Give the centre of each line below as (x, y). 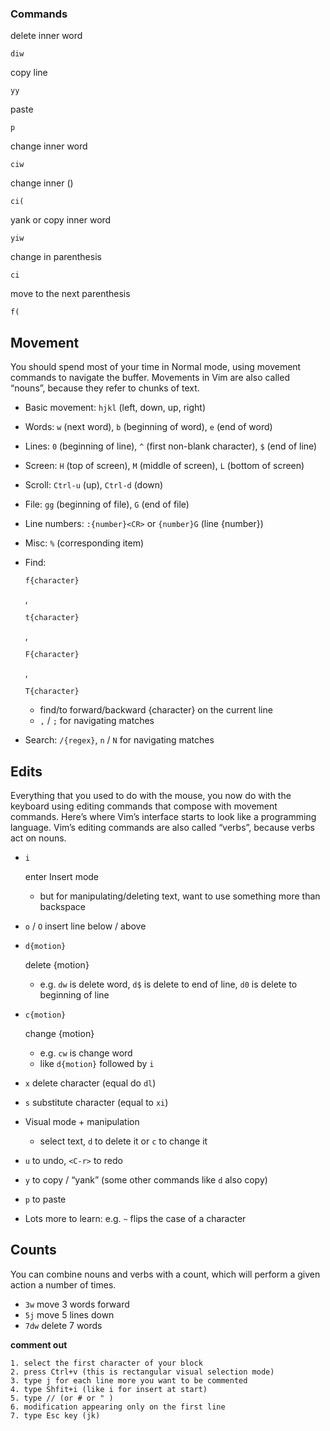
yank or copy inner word (61, 220)
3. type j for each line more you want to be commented (129, 1380)
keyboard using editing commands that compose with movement (144, 806)
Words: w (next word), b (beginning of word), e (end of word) (148, 427)
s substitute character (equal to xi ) (96, 1102)
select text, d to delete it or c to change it (123, 1141)
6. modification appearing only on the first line (118, 1407)
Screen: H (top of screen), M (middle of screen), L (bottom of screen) (164, 466)
